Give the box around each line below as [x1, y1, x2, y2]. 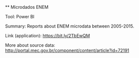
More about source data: [5, 42, 55, 48]
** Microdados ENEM [5, 4, 49, 10]
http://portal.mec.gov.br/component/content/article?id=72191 [5, 48, 130, 53]
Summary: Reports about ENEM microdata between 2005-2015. [5, 23, 135, 29]
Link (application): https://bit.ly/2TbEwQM [5, 33, 90, 38]
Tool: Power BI [5, 14, 35, 19]
